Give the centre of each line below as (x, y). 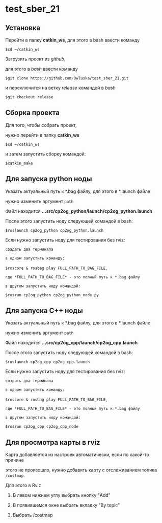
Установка (23, 28)
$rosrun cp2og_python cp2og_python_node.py (52, 295)
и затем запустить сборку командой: (46, 154)
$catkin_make (19, 163)
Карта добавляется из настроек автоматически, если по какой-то (77, 455)
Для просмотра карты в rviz (53, 442)
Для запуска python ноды (49, 179)
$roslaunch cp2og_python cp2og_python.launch (54, 230)
